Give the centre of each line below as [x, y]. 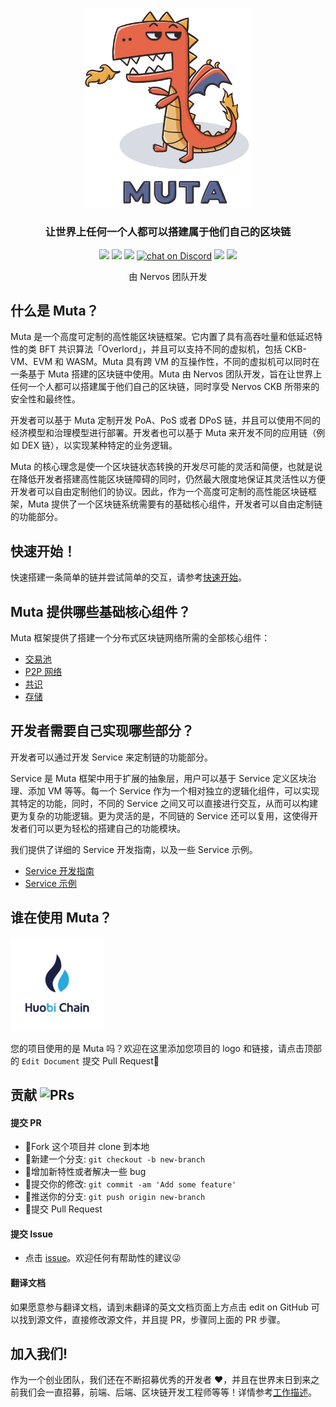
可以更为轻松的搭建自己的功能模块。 [111, 828]
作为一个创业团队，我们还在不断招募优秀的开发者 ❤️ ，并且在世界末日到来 [161, 1380]
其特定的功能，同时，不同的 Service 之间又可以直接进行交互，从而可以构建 [164, 803]
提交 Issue [31, 1234]
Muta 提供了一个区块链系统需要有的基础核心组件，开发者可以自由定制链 [175, 504]
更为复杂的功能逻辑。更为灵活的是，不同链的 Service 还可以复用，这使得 [160, 815]
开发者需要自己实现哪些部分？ [102, 731]
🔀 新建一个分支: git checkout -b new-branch [115, 1159]
